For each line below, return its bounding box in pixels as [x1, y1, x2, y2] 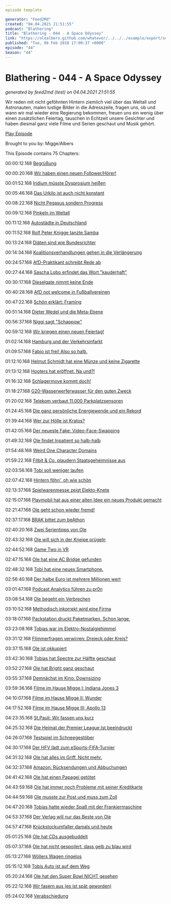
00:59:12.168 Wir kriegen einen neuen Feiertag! [5, 328, 104, 335]
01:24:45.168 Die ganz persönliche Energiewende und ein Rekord [5, 407, 141, 414]
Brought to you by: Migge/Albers [5, 140, 74, 146]
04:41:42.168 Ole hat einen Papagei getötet [5, 774, 96, 780]
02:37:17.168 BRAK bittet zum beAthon [5, 517, 85, 523]
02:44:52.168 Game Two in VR [5, 546, 69, 552]
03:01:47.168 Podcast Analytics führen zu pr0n [5, 586, 103, 592]
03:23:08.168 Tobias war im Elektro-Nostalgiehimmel [5, 625, 116, 632]
